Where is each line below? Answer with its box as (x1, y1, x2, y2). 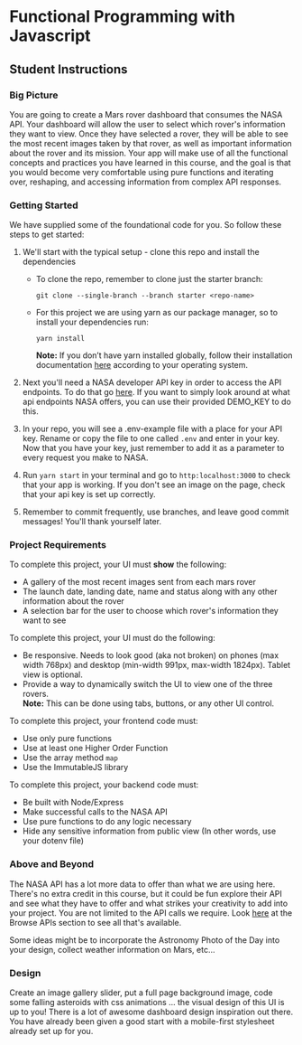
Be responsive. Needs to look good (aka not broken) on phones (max (22, 650, 279, 661)
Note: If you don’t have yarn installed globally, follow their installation (35, 350, 293, 361)
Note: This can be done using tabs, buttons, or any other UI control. (22, 698, 275, 709)
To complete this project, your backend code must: (9, 779, 199, 790)
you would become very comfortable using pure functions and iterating (9, 166, 274, 177)
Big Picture (9, 89, 59, 101)
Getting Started (9, 199, 78, 212)
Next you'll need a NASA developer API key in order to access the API (22, 377, 282, 388)
